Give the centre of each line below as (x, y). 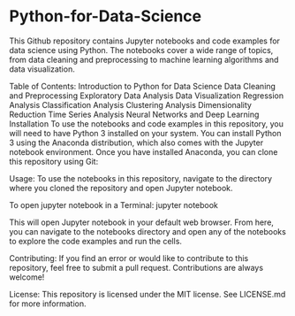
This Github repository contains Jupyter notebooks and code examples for (145, 41)
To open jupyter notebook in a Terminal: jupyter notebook (114, 204)
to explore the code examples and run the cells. (96, 241)
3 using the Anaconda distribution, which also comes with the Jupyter (136, 143)
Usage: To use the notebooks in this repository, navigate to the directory (140, 178)
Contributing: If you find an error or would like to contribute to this (129, 258)
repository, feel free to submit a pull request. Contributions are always (136, 267)
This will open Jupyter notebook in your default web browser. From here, (141, 222)
